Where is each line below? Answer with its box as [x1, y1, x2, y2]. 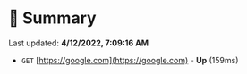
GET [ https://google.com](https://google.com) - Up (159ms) [21, 54, 239, 65]
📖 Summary [8, 8, 97, 29]
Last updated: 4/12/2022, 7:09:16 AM [8, 37, 149, 48]
